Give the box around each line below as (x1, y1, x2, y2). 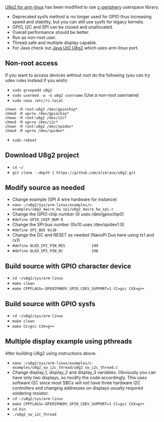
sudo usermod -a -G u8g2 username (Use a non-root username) (12, 92, 139, 98)
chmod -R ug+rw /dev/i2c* (5, 120, 58, 125)
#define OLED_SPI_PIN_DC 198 (12, 249, 98, 254)
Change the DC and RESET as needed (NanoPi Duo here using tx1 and (12, 232, 154, 238)
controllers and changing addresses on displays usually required (12, 385, 143, 391)
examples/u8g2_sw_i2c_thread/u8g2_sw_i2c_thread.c (12, 365, 118, 370)
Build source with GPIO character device (5, 262, 132, 270)
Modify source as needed (5, 184, 85, 192)
